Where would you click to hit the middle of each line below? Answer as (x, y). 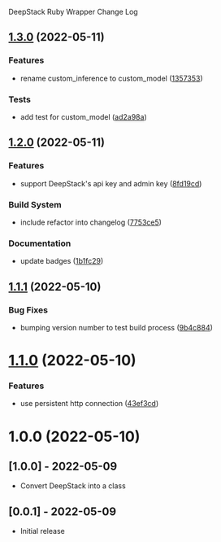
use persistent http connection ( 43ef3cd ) (89, 404)
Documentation (40, 243)
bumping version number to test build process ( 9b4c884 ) (117, 327)
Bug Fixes (28, 310)
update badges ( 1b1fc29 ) (62, 261)
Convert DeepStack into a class (73, 486)
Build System (35, 204)
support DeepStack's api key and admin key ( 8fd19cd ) (111, 183)
